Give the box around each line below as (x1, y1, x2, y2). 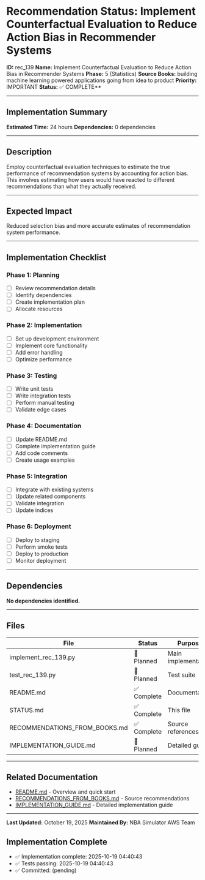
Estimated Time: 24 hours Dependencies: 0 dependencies (6, 123, 156, 130)
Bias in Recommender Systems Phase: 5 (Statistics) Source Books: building (6, 70, 198, 77)
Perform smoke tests (15, 543, 68, 551)
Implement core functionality (15, 342, 88, 349)
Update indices (15, 506, 54, 514)
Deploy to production (15, 550, 69, 557)
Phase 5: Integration (6, 472, 68, 480)
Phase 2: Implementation (6, 321, 82, 329)
